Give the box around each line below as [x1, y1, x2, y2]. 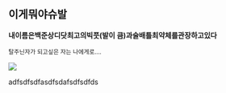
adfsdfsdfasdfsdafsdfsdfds [8, 77, 98, 87]
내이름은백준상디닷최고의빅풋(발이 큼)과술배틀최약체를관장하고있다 [8, 30, 218, 40]
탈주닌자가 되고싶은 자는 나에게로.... [8, 47, 103, 56]
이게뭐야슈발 [8, 7, 67, 22]
